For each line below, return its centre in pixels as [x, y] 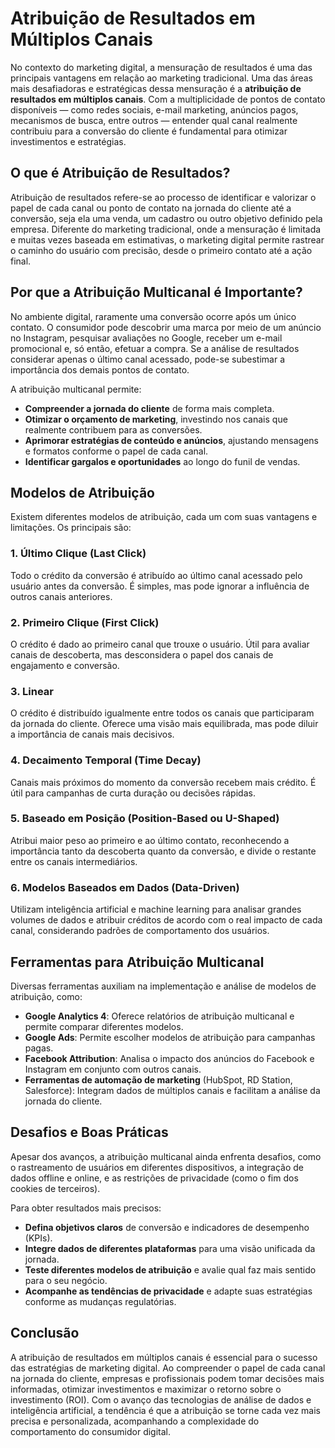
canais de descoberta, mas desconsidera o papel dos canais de [142, 654]
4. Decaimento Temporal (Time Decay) [106, 760]
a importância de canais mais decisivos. [92, 734]
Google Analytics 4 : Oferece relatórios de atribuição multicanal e [159, 1016]
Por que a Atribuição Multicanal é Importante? [156, 292]
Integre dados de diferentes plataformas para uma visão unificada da [170, 1248]
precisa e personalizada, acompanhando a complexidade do [135, 1421]
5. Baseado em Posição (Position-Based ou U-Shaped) [145, 819]
